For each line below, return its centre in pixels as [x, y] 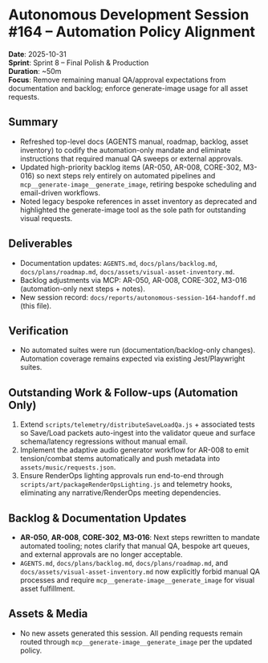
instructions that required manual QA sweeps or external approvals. [131, 158]
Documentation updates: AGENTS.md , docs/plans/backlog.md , [119, 263]
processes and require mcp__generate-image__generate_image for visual [137, 580]
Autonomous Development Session [129, 15]
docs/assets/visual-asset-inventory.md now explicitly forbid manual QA [140, 571]
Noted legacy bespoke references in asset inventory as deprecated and [138, 201]
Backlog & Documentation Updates [97, 518]
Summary [33, 122]
